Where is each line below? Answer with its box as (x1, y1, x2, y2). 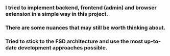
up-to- (143, 38, 161, 45)
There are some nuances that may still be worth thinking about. (5, 24, 166, 31)
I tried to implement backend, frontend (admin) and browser (5, 4, 157, 11)
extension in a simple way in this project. (5, 10, 109, 17)
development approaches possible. (17, 44, 108, 51)
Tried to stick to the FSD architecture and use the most (5, 38, 143, 45)
